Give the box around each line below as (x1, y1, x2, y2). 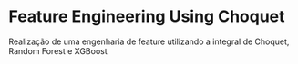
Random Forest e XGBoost (8, 45, 108, 56)
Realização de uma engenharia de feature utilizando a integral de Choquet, (8, 36, 290, 47)
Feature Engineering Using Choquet (8, 6, 285, 27)
